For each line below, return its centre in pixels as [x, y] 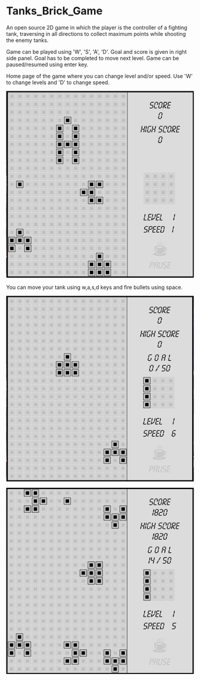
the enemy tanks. [27, 40]
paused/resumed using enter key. [47, 64]
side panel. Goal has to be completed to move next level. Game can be [93, 58]
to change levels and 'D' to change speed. [58, 82]
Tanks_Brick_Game [54, 11]
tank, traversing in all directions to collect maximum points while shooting [96, 33]
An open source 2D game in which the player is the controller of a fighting [97, 27]
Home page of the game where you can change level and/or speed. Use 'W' [99, 76]
